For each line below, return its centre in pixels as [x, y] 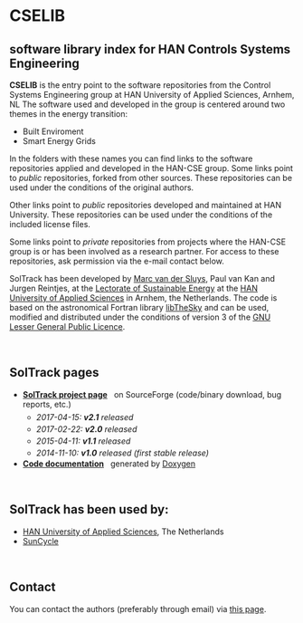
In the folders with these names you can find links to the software [131, 158]
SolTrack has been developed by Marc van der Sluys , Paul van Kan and [142, 278]
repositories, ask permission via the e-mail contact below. [117, 261]
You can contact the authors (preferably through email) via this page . [138, 609]
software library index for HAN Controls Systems [150, 49]
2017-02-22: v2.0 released [86, 429]
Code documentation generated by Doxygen [109, 464]
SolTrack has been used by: [89, 509]
